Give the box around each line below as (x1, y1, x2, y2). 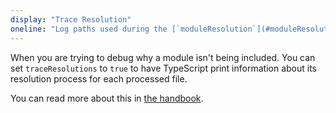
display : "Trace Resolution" (10, 14, 132, 25)
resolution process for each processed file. (10, 72, 188, 85)
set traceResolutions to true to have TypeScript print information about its (10, 62, 317, 74)
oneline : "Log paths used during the (10, 24, 168, 34)
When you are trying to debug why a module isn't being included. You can (10, 51, 316, 63)
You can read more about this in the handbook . (10, 92, 204, 104)
